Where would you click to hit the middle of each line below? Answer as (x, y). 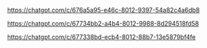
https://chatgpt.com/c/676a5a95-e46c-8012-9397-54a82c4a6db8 (103, 10)
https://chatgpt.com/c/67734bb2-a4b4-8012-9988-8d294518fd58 (103, 23)
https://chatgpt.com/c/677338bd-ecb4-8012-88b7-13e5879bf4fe (102, 37)
